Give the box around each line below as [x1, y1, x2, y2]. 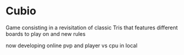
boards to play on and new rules [5, 30, 86, 37]
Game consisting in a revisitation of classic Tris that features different [5, 24, 179, 31]
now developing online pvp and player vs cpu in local [5, 42, 138, 49]
